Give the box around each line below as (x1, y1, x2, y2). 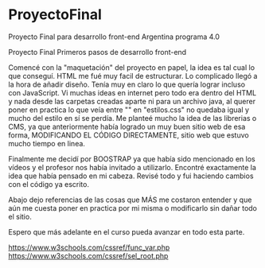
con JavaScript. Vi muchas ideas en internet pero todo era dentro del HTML (8, 87, 257, 97)
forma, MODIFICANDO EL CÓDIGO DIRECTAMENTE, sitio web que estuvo (8, 130, 249, 140)
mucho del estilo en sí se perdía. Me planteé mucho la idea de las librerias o (8, 113, 257, 122)
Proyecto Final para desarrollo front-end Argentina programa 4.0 (8, 32, 220, 41)
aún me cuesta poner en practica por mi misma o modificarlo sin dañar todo (8, 203, 257, 212)
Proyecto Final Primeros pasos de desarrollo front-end (8, 47, 187, 56)
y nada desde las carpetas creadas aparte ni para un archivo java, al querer (8, 96, 256, 106)
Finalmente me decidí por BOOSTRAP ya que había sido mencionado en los (8, 153, 256, 164)
